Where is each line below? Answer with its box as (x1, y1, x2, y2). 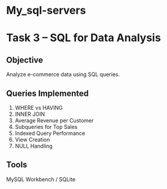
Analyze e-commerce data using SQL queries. (6, 71, 120, 78)
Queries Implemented (6, 88, 89, 98)
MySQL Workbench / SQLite (6, 175, 76, 183)
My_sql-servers (6, 4, 86, 17)
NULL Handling (14, 142, 53, 149)
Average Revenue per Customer (14, 117, 94, 124)
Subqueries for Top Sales (14, 124, 78, 130)
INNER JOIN (14, 110, 45, 118)
